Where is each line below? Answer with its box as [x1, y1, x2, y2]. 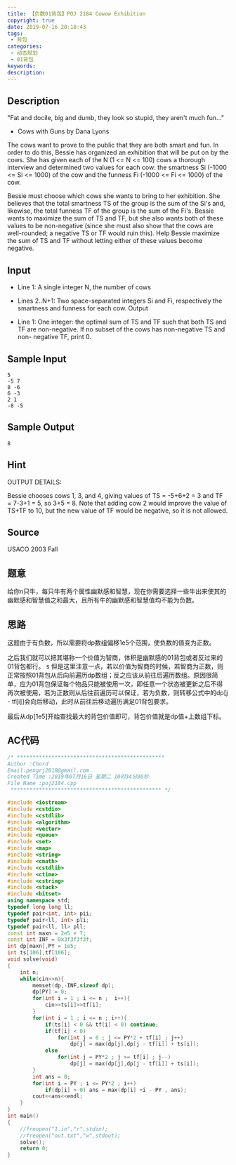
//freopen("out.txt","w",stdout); [20, 1132, 121, 1139]
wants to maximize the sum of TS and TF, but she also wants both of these [7, 214, 223, 223]
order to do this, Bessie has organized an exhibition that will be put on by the [7, 148, 229, 157]
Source [7, 526, 40, 538]
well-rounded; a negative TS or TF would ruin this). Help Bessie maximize [7, 229, 220, 237]
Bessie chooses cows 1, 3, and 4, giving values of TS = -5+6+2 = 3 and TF [7, 491, 223, 499]
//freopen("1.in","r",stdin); [20, 1125, 109, 1133]
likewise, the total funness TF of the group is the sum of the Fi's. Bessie [7, 206, 214, 215]
